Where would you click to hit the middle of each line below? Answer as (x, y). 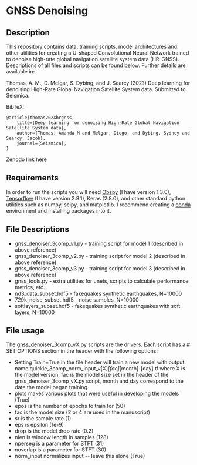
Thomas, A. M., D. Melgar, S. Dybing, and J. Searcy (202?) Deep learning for (98, 83)
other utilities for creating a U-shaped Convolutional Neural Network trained (98, 53)
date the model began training (51, 387)
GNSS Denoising (47, 11)
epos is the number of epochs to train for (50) (70, 406)
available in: (21, 71)
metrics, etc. (30, 287)
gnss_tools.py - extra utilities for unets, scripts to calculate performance (101, 281)
